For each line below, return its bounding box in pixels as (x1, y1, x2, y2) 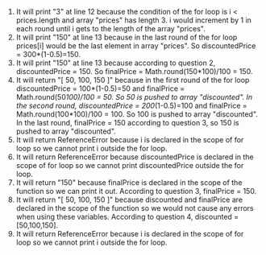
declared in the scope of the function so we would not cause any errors (15, 204, 254, 212)
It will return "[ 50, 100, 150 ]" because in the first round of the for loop (15, 76, 250, 84)
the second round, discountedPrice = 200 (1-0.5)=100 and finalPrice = (15, 101, 247, 110)
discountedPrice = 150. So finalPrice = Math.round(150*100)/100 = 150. (15, 67, 253, 76)
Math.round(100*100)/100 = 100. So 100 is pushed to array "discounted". (15, 109, 258, 119)
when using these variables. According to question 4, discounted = (15, 212, 239, 221)
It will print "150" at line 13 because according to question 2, (15, 58, 216, 68)
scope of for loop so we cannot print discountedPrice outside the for (15, 161, 244, 170)
